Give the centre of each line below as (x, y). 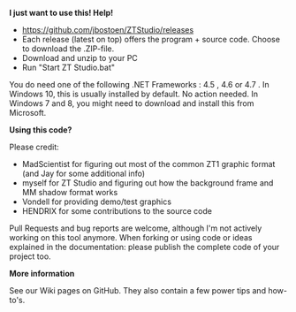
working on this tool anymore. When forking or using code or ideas (131, 237)
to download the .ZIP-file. (68, 49)
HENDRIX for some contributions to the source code (117, 211)
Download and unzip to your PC (80, 58)
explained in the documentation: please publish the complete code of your (144, 247)
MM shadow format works (70, 192)
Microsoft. (28, 113)
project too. (30, 256)
